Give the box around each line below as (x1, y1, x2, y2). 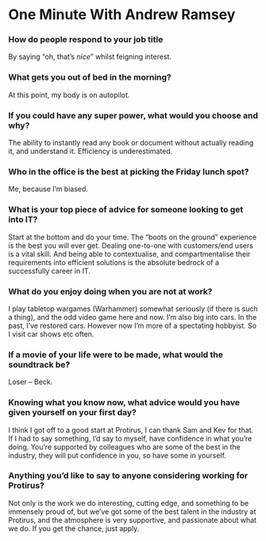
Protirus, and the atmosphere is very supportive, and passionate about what (8, 515, 256, 524)
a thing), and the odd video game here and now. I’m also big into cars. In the (8, 312, 257, 321)
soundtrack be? (8, 359, 71, 370)
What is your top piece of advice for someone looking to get (8, 204, 244, 216)
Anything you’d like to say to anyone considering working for (8, 470, 249, 481)
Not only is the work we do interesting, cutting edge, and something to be (8, 498, 249, 508)
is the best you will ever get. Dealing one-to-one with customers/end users (8, 240, 254, 250)
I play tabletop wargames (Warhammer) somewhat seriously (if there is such (8, 304, 258, 313)
